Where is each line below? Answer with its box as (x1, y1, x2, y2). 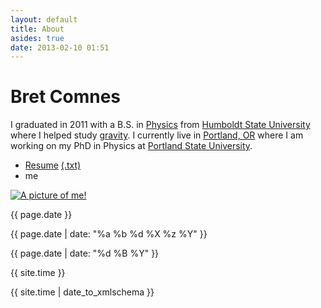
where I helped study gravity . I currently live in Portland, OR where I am (10, 129, 304, 141)
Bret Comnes (10, 86, 122, 108)
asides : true (10, 33, 65, 43)
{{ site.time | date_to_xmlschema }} (10, 286, 155, 298)
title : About (10, 24, 65, 34)
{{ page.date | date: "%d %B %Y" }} (10, 247, 160, 260)
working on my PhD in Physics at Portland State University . (10, 140, 253, 152)
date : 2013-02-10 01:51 (10, 42, 110, 53)
